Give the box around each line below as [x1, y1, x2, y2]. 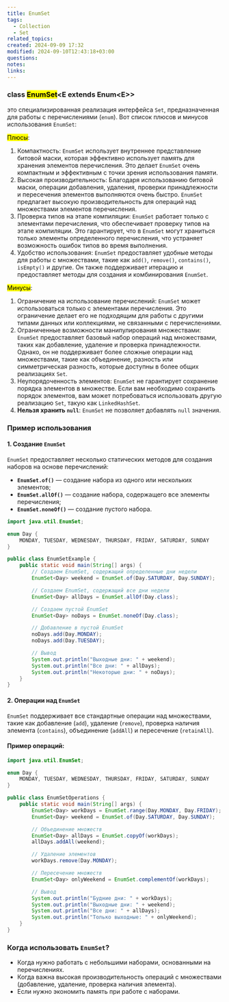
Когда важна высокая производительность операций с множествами [16, 973, 222, 981]
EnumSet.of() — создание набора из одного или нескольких [16, 475, 193, 484]
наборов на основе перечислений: [7, 462, 109, 471]
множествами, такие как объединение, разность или [16, 355, 173, 363]
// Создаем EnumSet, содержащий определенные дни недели [31, 568, 197, 575]
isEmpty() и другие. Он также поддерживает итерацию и [16, 263, 183, 271]
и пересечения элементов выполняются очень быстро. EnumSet [16, 190, 203, 199]
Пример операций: [7, 742, 65, 750]
